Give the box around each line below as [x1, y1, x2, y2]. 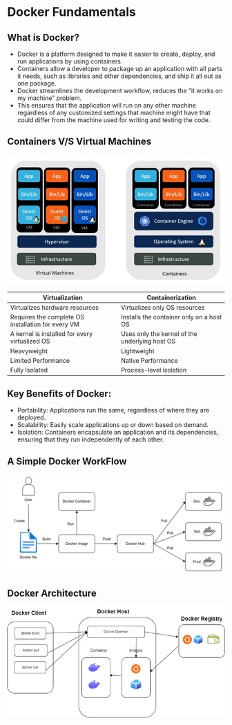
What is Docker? [7, 32, 80, 43]
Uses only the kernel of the [120, 330, 198, 338]
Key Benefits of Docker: [7, 388, 112, 399]
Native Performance [120, 356, 178, 364]
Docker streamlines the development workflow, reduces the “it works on [17, 87, 223, 95]
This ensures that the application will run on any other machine [17, 101, 197, 109]
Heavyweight [10, 346, 48, 355]
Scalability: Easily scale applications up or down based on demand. [17, 421, 209, 429]
